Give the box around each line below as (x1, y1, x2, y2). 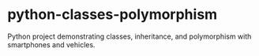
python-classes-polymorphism (7, 6, 218, 24)
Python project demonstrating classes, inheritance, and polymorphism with (7, 32, 252, 41)
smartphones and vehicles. (7, 39, 96, 49)
